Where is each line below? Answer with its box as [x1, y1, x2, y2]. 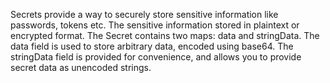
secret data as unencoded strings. [10, 62, 152, 73]
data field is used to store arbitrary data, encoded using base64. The [10, 40, 294, 52]
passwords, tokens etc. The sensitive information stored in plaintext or [10, 19, 300, 31]
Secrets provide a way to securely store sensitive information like [10, 9, 279, 20]
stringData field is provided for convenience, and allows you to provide [10, 51, 302, 63]
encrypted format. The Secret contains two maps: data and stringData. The [10, 30, 320, 41]
